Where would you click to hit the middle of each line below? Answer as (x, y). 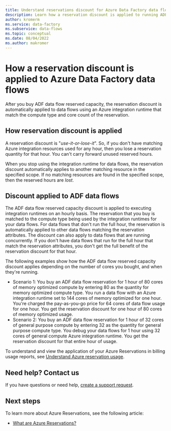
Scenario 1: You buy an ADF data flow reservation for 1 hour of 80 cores (88, 282)
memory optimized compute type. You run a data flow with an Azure (84, 293)
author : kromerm (22, 19)
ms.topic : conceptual (28, 34)
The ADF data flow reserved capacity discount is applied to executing (78, 208)
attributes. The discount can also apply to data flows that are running (78, 235)
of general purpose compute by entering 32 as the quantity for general (87, 325)
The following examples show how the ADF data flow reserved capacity (81, 261)
